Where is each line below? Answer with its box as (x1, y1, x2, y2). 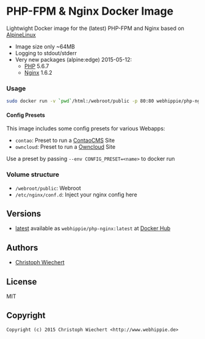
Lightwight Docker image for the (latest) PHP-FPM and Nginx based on (6, 24, 185, 32)
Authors (6, 242, 38, 253)
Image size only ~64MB (15, 43, 75, 50)
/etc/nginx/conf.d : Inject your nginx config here (15, 191, 137, 198)
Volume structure (6, 170, 60, 179)
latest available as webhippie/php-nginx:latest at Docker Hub (15, 225, 171, 232)
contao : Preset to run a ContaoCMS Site (15, 136, 115, 144)
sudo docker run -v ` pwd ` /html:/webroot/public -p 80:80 (6, 98, 154, 105)
